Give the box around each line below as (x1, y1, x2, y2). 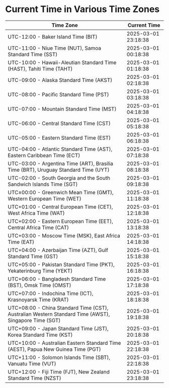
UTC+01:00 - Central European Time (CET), (8, 203, 113, 210)
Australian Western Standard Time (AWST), (8, 310, 110, 317)
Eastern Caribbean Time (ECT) (8, 152, 80, 159)
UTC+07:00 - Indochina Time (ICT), (8, 290, 94, 297)
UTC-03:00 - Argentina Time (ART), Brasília (8, 160, 113, 167)
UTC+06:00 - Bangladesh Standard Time (8, 275, 106, 282)
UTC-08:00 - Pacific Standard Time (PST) (8, 91, 109, 98)
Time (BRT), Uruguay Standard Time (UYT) (8, 166, 110, 173)
